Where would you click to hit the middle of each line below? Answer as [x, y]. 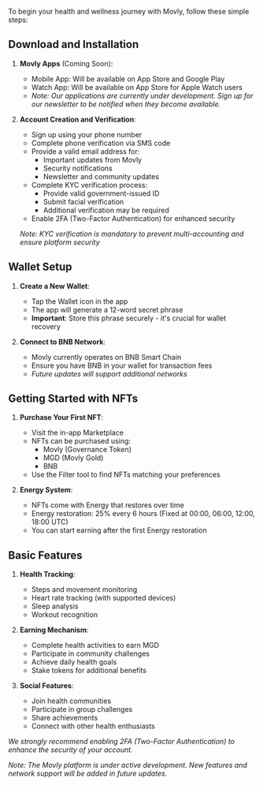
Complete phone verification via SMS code [101, 143]
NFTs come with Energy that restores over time [108, 505]
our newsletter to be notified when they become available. [126, 104]
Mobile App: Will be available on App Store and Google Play [128, 79]
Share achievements [65, 718]
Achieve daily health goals [74, 662]
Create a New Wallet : [55, 286]
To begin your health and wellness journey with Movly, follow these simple [129, 11]
